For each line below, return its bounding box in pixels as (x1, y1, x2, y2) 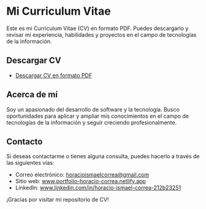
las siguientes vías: (6, 159, 55, 167)
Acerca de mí (6, 89, 58, 100)
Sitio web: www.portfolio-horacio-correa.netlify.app (15, 178, 146, 185)
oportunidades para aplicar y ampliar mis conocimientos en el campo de (6, 112, 189, 120)
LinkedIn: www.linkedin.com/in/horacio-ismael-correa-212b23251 (15, 184, 181, 191)
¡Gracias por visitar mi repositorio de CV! (6, 196, 109, 203)
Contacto (6, 136, 43, 146)
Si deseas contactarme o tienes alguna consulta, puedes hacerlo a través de (6, 153, 200, 160)
